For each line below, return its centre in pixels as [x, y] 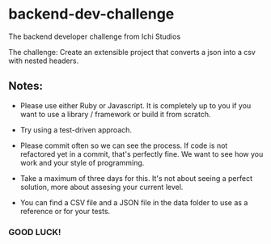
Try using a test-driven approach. [76, 129]
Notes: [25, 86]
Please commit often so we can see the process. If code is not [124, 145]
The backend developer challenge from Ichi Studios [95, 36]
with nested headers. [44, 61]
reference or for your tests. [65, 211]
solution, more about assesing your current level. [102, 187]
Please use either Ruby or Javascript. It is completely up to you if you [135, 105]
